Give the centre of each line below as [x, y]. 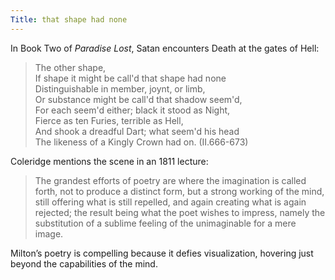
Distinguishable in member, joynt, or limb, [120, 88]
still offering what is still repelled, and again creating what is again [170, 202]
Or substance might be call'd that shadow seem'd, [138, 99]
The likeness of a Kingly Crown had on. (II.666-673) [141, 142]
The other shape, [70, 67]
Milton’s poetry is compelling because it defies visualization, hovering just [162, 253]
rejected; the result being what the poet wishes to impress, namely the [180, 212]
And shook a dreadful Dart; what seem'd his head [137, 131]
